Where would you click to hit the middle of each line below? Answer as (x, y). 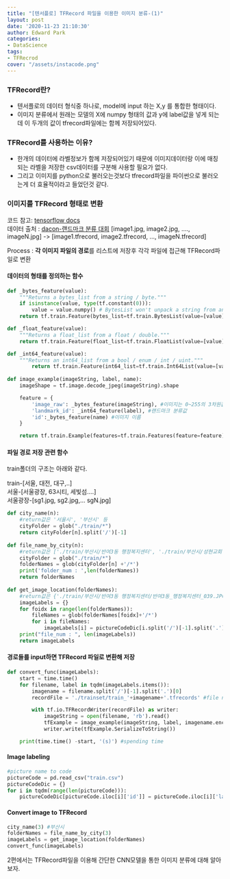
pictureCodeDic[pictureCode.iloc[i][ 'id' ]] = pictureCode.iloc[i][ (117, 797)
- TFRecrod (23, 58)
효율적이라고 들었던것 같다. (73, 184)
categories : (24, 39)
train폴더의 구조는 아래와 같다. (47, 469)
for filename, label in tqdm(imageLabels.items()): (94, 685)
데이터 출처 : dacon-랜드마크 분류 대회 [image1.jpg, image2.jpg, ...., (99, 228)
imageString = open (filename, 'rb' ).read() (106, 717)
